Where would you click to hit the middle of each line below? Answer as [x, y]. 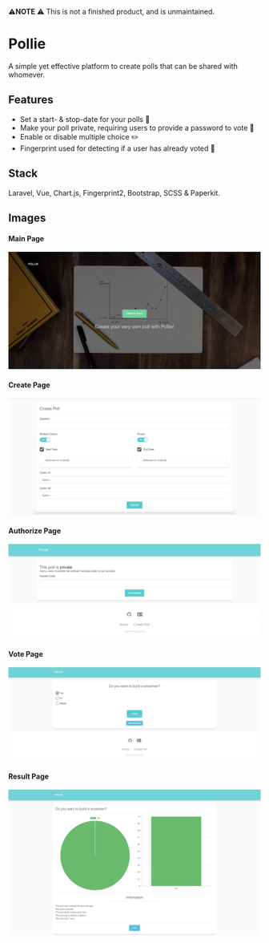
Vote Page [26, 654]
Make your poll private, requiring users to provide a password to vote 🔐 [137, 127]
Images [27, 218]
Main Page [26, 238]
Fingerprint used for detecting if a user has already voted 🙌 [117, 148]
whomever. [27, 75]
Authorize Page [35, 530]
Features [31, 100]
